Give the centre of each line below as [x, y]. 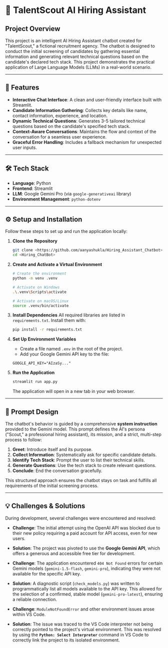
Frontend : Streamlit [32, 188]
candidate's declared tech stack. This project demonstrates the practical [80, 62]
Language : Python [31, 183]
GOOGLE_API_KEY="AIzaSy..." [41, 363]
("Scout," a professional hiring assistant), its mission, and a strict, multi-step [83, 434]
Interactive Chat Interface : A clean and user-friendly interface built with [87, 99]
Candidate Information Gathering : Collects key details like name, [80, 110]
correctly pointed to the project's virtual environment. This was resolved [87, 629]
